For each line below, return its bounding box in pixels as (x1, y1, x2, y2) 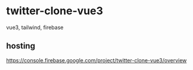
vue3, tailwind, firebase (6, 24, 64, 31)
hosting (6, 41, 36, 51)
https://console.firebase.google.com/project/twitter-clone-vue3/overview (6, 56, 187, 63)
